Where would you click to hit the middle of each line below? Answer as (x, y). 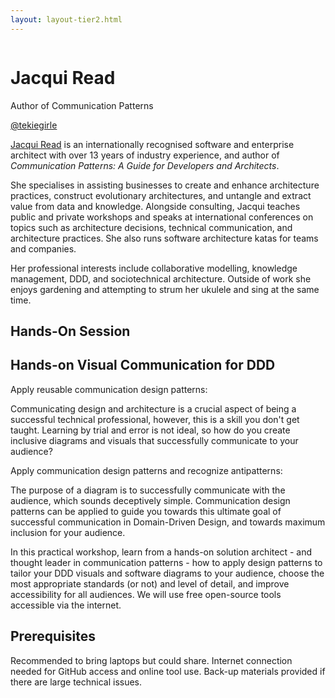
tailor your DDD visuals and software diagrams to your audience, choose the (167, 573)
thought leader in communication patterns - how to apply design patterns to (166, 562)
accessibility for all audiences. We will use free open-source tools (146, 594)
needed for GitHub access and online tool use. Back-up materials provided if (168, 671)
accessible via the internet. (66, 605)
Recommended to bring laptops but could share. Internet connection (151, 660)
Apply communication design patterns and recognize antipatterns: (146, 470)
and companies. (43, 248)
